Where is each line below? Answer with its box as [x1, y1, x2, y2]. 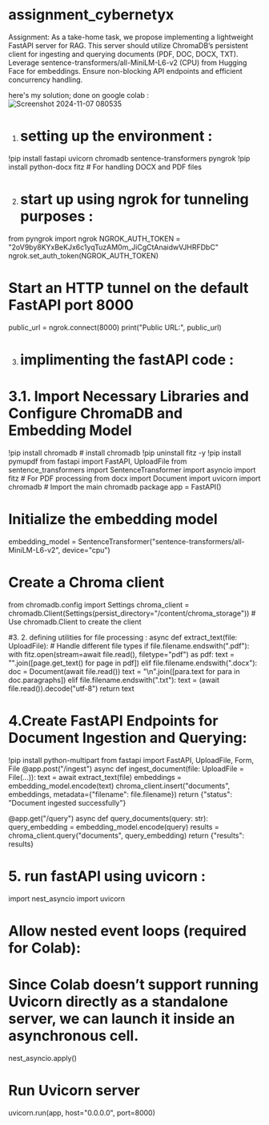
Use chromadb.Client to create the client [8, 616, 142, 627]
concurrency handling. [8, 75, 83, 84]
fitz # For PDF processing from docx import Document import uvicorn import [8, 473, 261, 483]
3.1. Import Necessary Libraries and [8, 388, 250, 406]
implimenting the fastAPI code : [19, 351, 235, 368]
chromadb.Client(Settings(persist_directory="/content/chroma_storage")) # [8, 608, 256, 618]
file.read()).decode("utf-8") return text [8, 684, 134, 693]
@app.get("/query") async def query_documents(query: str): [8, 813, 208, 823]
